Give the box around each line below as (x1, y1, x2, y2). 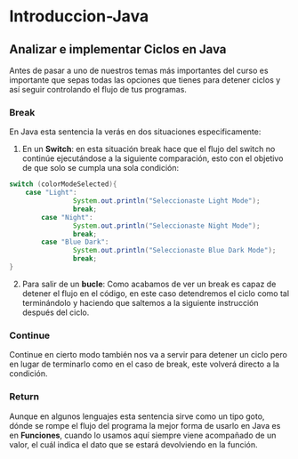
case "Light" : (25, 189, 77, 197)
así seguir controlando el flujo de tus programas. (9, 85, 187, 94)
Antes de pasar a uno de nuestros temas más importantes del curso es (9, 65, 269, 76)
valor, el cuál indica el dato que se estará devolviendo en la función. (9, 439, 258, 450)
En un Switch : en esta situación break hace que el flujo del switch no (21, 144, 276, 155)
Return (9, 391, 40, 403)
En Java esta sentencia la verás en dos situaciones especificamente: (9, 126, 262, 137)
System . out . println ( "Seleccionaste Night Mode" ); (72, 221, 261, 230)
